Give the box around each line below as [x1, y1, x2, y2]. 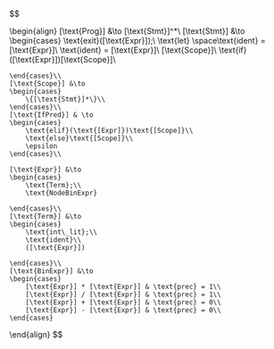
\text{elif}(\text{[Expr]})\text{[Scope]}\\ [25, 126, 194, 135]
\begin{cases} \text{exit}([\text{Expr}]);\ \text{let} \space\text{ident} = [9, 36, 266, 46]
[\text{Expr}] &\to [9, 165, 82, 174]
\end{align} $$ [9, 329, 63, 339]
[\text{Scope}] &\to [9, 79, 87, 88]
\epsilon [25, 142, 58, 151]
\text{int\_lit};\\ [25, 228, 98, 237]
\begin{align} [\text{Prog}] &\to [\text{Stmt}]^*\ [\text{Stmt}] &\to [9, 26, 245, 36]
